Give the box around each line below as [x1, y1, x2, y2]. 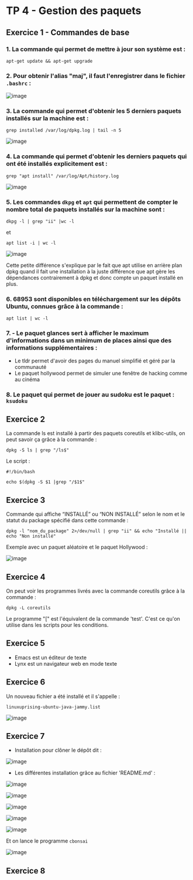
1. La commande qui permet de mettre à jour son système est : [6, 45, 186, 53]
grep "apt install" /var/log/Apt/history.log [6, 173, 119, 179]
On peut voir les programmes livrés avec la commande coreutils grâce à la [6, 587, 185, 595]
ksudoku [6, 398, 28, 405]
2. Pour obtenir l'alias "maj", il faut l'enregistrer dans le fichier [6, 71, 185, 80]
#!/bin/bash [6, 469, 35, 475]
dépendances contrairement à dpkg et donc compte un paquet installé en [6, 274, 184, 282]
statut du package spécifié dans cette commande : [6, 517, 129, 524]
